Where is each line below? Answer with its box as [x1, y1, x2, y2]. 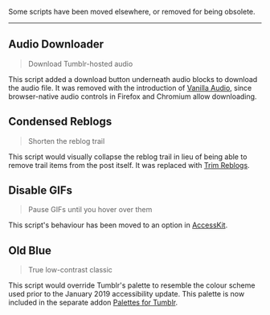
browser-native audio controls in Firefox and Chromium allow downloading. [8, 92, 257, 101]
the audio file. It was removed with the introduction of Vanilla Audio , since [8, 83, 252, 92]
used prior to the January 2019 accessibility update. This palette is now [8, 289, 245, 299]
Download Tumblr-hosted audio [27, 59, 133, 68]
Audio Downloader [8, 38, 104, 51]
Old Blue [8, 243, 52, 257]
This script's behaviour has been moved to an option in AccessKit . [8, 220, 228, 230]
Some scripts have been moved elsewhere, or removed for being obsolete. [8, 7, 256, 16]
